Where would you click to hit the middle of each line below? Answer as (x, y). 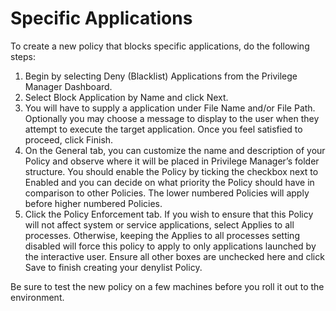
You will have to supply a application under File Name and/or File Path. (170, 108)
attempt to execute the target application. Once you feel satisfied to (163, 129)
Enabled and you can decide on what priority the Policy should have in (169, 182)
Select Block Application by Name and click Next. (126, 97)
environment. (37, 297)
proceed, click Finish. (69, 139)
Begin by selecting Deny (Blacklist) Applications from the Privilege (161, 76)
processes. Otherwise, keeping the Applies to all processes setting (162, 235)
